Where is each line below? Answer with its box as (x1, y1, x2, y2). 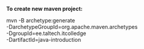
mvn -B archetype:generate (6, 17, 76, 24)
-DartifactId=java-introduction (6, 36, 82, 43)
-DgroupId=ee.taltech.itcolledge (6, 30, 87, 37)
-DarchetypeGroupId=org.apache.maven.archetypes (6, 24, 138, 30)
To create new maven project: (6, 5, 83, 12)
